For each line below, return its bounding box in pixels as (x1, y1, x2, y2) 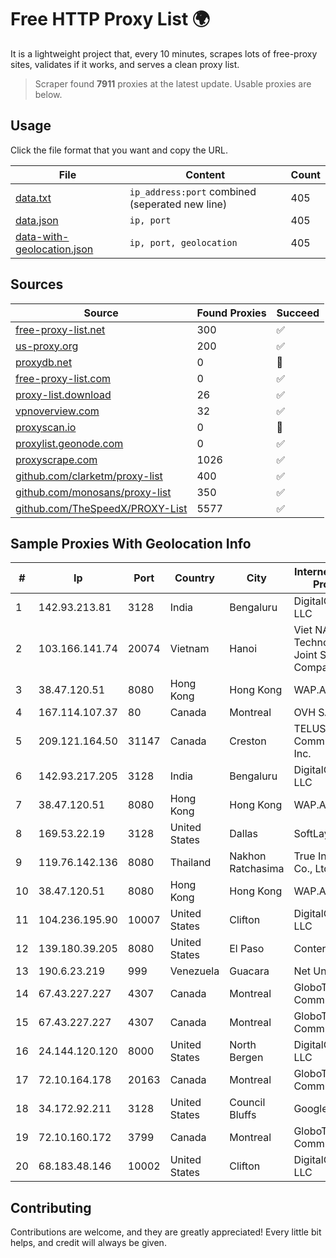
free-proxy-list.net (15, 322, 106, 336)
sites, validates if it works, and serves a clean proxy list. (10, 58, 240, 70)
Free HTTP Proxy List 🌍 (10, 8, 211, 31)
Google (293, 1102, 328, 1116)
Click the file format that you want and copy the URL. (10, 144, 228, 156)
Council (229, 1096, 266, 1110)
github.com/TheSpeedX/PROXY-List (15, 501, 188, 515)
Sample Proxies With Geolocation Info (10, 535, 252, 552)
